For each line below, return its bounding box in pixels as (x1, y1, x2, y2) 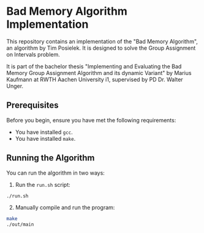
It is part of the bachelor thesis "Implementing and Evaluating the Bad (6, 63, 182, 70)
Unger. (6, 82, 23, 90)
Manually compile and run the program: (15, 204, 115, 211)
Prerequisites (6, 100, 59, 111)
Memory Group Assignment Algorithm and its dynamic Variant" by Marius (6, 69, 192, 76)
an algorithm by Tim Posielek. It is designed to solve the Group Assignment (6, 44, 196, 52)
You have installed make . (15, 135, 76, 142)
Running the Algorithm (6, 152, 95, 164)
